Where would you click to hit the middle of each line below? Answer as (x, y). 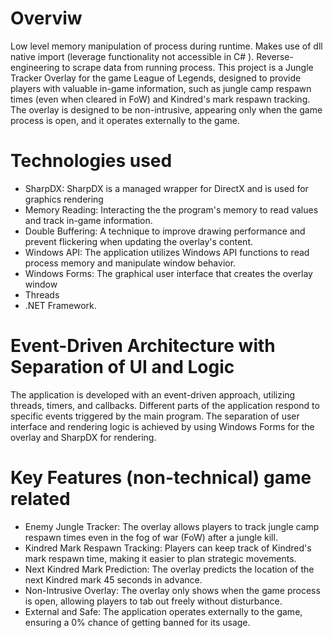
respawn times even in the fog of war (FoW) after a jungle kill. (151, 537)
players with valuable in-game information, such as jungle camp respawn (161, 88)
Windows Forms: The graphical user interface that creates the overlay (168, 273)
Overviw (46, 18)
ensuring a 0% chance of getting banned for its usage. (137, 622)
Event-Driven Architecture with (143, 346)
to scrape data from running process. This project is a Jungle (187, 67)
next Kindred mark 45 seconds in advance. (113, 579)
